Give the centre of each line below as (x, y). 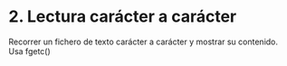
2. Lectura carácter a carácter (123, 17)
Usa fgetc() (29, 51)
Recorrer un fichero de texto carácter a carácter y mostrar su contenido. (143, 42)
